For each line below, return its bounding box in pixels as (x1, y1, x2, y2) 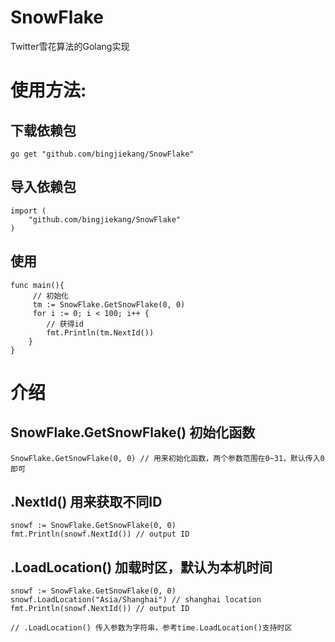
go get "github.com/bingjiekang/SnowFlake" (10, 149, 195, 159)
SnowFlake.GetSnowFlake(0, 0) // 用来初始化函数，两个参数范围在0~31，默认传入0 (10, 453, 325, 463)
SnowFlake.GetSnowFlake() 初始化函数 (10, 424, 256, 441)
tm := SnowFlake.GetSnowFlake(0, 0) (32, 299, 186, 310)
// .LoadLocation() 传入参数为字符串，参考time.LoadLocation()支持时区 (10, 623, 293, 633)
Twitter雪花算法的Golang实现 (10, 40, 130, 52)
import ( (10, 206, 47, 216)
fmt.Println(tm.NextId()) (46, 327, 155, 338)
